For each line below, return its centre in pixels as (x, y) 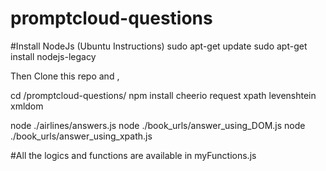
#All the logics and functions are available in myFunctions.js (133, 155)
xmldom (27, 106)
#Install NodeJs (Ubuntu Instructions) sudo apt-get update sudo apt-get (159, 46)
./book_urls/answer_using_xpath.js (81, 136)
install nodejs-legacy (53, 56)
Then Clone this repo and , (65, 76)
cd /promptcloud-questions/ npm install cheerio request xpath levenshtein (163, 95)
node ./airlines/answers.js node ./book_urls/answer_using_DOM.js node (158, 125)
